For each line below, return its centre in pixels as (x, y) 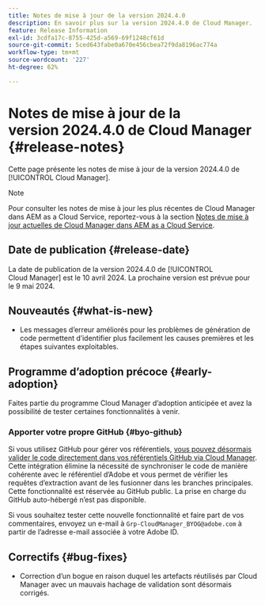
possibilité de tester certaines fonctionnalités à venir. (94, 412)
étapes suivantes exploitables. (69, 347)
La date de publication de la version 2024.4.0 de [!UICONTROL (111, 269)
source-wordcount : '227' (49, 60)
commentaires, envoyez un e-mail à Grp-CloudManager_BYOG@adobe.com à (125, 523)
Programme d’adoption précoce (88, 371)
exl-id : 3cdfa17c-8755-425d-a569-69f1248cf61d (86, 38)
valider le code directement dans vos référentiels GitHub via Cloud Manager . (133, 458)
